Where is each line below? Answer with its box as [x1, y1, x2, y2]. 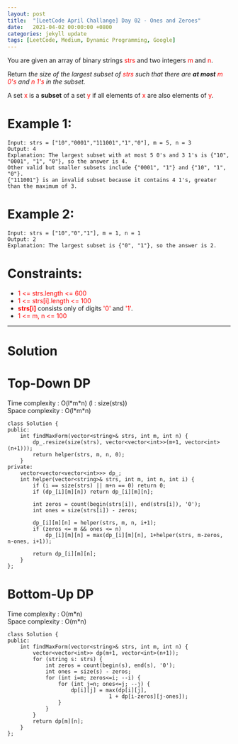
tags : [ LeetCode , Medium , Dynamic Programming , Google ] [7, 37, 176, 44]
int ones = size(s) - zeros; [45, 668, 132, 675]
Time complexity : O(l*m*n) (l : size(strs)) [7, 399, 127, 407]
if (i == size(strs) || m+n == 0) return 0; [33, 483, 166, 490]
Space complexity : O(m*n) [7, 617, 87, 626]
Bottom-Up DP [7, 586, 94, 602]
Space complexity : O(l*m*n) [7, 407, 91, 415]
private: [7, 463, 33, 471]
